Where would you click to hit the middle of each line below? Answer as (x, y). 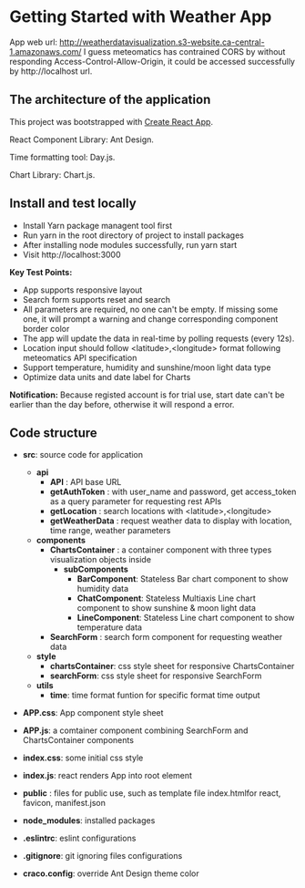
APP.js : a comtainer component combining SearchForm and (135, 730)
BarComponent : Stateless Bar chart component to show (183, 579)
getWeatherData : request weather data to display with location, (171, 521)
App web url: (33, 42)
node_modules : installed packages (89, 821)
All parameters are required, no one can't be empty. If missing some (150, 309)
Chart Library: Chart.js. (52, 174)
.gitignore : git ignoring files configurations (102, 856)
